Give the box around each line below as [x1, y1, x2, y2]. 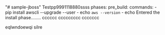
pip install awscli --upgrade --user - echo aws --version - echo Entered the [5, 9, 160, 15]
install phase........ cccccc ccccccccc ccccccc [5, 15, 99, 20]
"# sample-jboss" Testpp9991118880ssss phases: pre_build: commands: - [5, 4, 157, 10]
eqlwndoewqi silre [5, 24, 43, 30]
